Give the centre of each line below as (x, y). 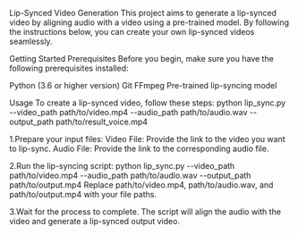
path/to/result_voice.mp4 (102, 122)
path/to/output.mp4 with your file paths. (83, 194)
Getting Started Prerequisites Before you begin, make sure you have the (142, 59)
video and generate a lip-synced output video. (95, 221)
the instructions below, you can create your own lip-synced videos (132, 32)
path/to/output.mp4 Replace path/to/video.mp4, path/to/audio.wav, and (141, 185)
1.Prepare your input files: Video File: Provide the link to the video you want (147, 139)
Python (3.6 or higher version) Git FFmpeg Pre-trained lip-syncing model (143, 85)
